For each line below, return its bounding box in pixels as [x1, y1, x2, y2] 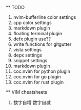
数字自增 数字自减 [13, 99, 51, 105]
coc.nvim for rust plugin [13, 79, 64, 85]
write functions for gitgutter [13, 41, 72, 47]
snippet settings [13, 58, 48, 63]
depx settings [13, 52, 43, 58]
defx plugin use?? [13, 36, 51, 42]
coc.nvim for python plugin [13, 68, 71, 74]
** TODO [6, 5, 25, 10]
